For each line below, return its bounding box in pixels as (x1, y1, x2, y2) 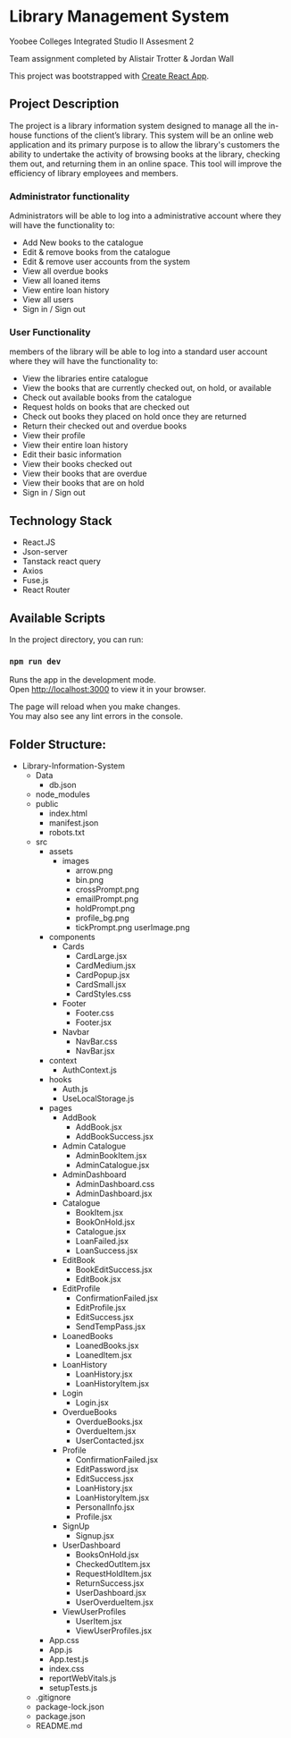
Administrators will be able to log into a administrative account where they (9, 210, 282, 221)
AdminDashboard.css (75, 1179, 155, 1190)
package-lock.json (35, 1701, 104, 1712)
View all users (21, 294, 74, 305)
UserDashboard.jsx (75, 1588, 147, 1598)
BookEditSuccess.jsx (75, 1264, 154, 1276)
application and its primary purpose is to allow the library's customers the (9, 139, 280, 149)
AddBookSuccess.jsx (75, 1132, 154, 1142)
